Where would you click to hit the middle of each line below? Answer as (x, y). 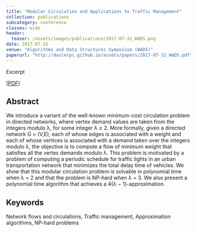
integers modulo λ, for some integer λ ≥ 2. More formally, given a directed (96, 128)
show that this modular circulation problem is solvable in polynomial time (94, 172)
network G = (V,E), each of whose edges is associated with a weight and (94, 134)
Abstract (23, 102)
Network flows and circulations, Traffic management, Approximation (89, 217)
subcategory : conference (36, 22)
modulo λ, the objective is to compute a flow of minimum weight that (89, 146)
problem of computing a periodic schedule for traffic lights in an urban (91, 159)
